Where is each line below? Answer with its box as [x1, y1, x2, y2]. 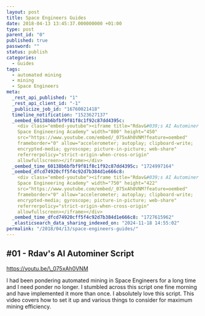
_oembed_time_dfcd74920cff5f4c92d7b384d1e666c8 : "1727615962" [12, 214, 174, 221]
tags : [6, 66, 20, 72]
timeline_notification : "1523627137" [12, 112, 109, 118]
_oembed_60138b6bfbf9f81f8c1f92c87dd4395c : [12, 117, 125, 123]
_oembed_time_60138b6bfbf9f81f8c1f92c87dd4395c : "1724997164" [12, 163, 174, 169]
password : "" [6, 44, 40, 50]
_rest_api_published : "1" [12, 94, 79, 101]
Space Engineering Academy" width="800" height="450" [17, 129, 158, 135]
